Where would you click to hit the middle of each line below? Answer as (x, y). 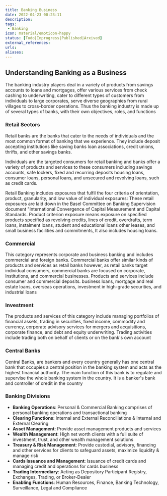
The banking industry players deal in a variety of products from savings (79, 85)
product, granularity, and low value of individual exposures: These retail (79, 198)
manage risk (25, 456)
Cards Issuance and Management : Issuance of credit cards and (79, 461)
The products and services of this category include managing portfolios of (82, 316)
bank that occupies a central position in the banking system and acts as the (83, 367)
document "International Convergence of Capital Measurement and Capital (83, 209)
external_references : (28, 43)
